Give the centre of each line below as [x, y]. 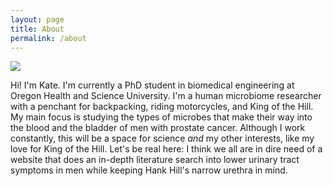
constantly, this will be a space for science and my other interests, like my [162, 138]
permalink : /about [48, 38]
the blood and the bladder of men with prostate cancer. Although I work [158, 128]
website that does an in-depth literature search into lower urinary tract [155, 160]
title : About [37, 29]
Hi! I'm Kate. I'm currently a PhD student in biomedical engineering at [152, 85]
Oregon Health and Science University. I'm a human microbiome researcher [166, 96]
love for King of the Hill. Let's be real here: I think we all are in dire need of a [166, 149]
